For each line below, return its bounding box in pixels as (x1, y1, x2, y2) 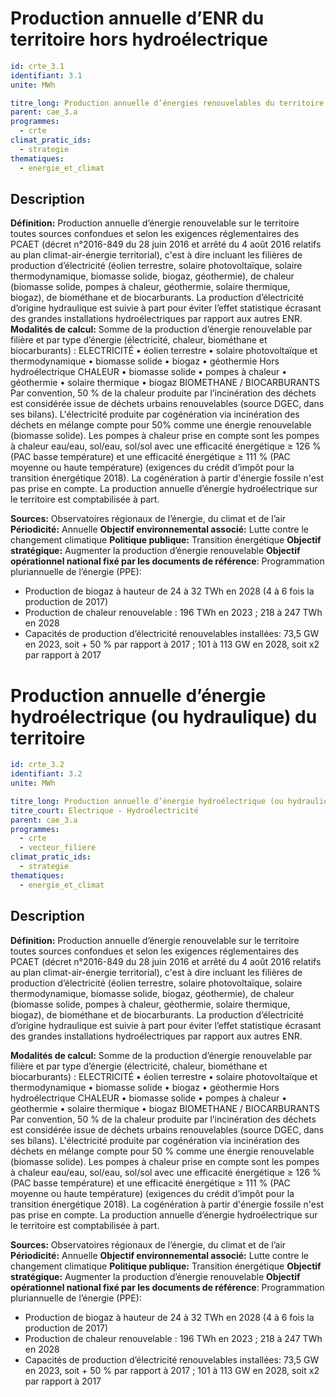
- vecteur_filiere (19, 843, 97, 853)
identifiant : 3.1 (10, 70, 83, 81)
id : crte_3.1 (10, 61, 65, 71)
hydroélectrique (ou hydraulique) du (10, 705, 318, 728)
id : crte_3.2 (10, 760, 65, 770)
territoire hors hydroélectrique (10, 28, 268, 51)
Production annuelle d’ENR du (10, 7, 265, 30)
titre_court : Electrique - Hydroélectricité (10, 805, 199, 816)
